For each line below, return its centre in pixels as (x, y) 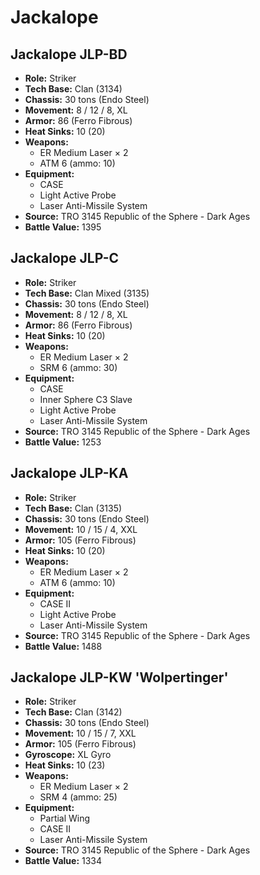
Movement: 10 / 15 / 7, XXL (80, 733)
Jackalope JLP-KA (69, 473)
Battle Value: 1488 (63, 646)
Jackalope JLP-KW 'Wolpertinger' (119, 677)
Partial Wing (65, 818)
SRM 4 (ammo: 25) (78, 797)
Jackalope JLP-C (65, 258)
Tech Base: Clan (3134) (73, 89)
